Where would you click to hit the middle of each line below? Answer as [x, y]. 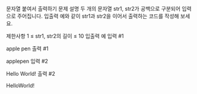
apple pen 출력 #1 [27, 48]
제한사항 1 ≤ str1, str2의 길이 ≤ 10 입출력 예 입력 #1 [65, 36]
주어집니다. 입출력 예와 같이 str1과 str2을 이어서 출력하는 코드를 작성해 [98, 16]
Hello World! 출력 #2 [31, 74]
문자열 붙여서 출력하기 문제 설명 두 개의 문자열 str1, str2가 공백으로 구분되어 [93, 9]
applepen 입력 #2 [27, 61]
